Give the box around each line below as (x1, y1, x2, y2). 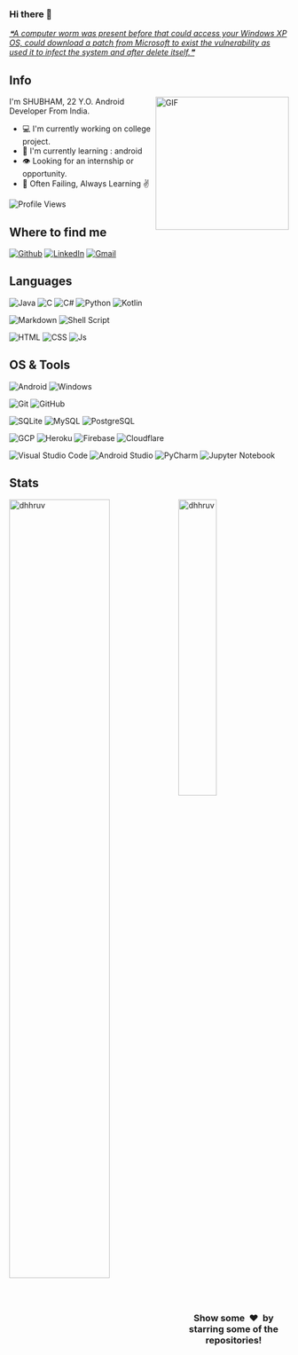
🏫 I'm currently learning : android (21, 146, 143, 156)
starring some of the (189, 1323, 279, 1335)
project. (21, 137, 51, 147)
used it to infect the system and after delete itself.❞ (9, 47, 195, 58)
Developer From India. (9, 106, 90, 116)
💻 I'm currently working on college (21, 123, 151, 134)
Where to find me (9, 225, 107, 240)
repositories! (205, 1335, 263, 1347)
